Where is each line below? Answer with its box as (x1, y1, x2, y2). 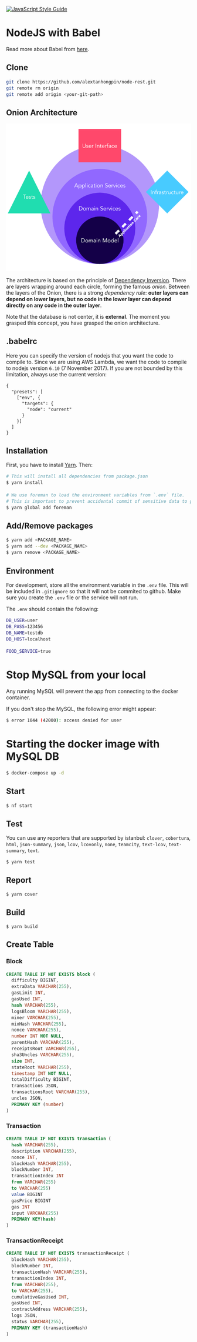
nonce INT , (11, 1154, 38, 1160)
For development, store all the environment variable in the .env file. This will (6, 581, 189, 588)
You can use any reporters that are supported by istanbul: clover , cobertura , (6, 834, 191, 842)
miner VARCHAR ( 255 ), (11, 1014, 62, 1020)
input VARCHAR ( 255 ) (11, 1210, 59, 1216)
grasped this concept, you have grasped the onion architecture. (6, 319, 160, 326)
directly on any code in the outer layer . (6, 302, 102, 309)
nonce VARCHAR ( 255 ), (11, 1027, 62, 1033)
